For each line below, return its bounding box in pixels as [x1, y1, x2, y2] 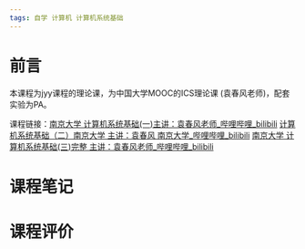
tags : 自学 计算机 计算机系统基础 [9, 13, 124, 23]
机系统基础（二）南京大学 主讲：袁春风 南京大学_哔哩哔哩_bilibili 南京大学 [9, 130, 285, 140]
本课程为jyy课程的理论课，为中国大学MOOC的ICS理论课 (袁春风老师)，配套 [9, 88, 290, 99]
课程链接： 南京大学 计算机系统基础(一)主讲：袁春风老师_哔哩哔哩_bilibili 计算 [9, 118, 296, 129]
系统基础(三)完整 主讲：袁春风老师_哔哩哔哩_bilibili [25, 140, 214, 151]
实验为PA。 [9, 99, 52, 109]
